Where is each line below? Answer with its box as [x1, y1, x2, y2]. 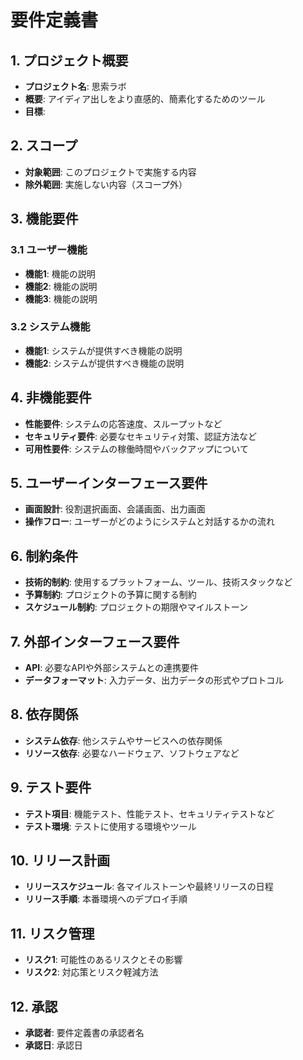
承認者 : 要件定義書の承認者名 [24, 1027, 145, 1039]
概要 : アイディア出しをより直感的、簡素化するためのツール [24, 93, 266, 105]
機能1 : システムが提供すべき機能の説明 [24, 344, 183, 356]
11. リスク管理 [10, 925, 95, 942]
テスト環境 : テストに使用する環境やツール [24, 820, 197, 832]
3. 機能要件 [10, 211, 79, 228]
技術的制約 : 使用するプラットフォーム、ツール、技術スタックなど [24, 576, 293, 588]
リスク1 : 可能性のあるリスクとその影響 [24, 954, 183, 966]
